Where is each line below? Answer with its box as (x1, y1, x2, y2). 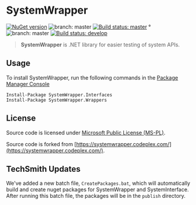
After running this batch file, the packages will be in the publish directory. (6, 193, 186, 200)
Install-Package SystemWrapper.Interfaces (6, 92, 113, 98)
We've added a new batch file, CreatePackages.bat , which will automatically (6, 179, 191, 187)
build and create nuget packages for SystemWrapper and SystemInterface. (6, 186, 189, 193)
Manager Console (6, 80, 50, 87)
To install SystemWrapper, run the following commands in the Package (6, 74, 179, 81)
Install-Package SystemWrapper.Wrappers (6, 97, 108, 103)
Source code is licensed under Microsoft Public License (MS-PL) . (6, 129, 166, 136)
